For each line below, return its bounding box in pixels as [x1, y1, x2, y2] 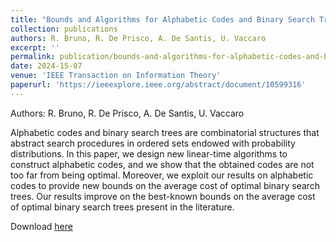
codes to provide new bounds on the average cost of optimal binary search [10, 179, 321, 191]
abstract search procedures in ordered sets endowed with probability [10, 137, 296, 149]
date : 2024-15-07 [10, 61, 83, 71]
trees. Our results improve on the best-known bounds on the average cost [10, 190, 316, 202]
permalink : [10, 52, 56, 62]
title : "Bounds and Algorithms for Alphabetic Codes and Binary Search [10, 14, 315, 25]
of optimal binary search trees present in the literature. [10, 201, 235, 213]
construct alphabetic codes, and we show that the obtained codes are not [10, 158, 315, 170]
